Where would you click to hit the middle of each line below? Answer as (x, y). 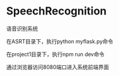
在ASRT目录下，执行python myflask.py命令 (60, 41)
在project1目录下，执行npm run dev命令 (55, 54)
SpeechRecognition (56, 11)
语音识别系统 (22, 28)
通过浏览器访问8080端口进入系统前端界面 (58, 67)
